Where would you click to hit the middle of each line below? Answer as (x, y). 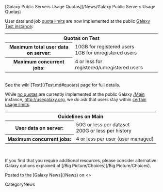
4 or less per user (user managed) (115, 139)
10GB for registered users (105, 47)
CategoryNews (20, 184)
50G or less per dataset (103, 124)
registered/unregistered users (109, 67)
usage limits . (18, 104)
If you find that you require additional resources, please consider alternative (81, 160)
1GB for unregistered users (106, 53)
